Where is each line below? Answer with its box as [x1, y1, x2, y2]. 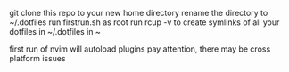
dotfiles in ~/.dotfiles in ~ [9, 27, 101, 36]
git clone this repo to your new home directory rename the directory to [9, 8, 268, 18]
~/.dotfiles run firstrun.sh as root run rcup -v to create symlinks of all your [9, 17, 280, 28]
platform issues [9, 53, 66, 63]
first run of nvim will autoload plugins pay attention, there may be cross [9, 44, 271, 54]
